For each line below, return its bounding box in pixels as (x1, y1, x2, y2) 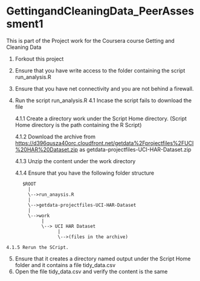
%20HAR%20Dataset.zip (15, 146, 79, 153)
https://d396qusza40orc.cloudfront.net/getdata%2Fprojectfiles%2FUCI (15, 139, 194, 146)
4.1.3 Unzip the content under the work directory (15, 157, 136, 164)
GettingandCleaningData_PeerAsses (6, 4, 195, 18)
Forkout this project (15, 55, 64, 62)
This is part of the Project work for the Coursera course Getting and (6, 37, 175, 44)
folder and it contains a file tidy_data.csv (15, 261, 116, 268)
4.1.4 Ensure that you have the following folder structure (15, 169, 155, 176)
